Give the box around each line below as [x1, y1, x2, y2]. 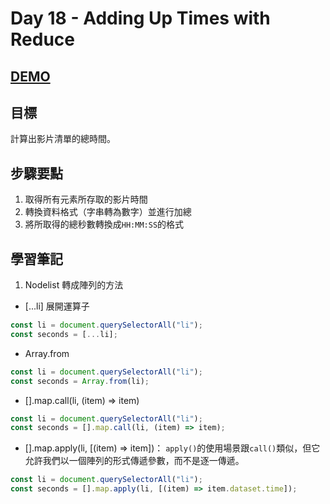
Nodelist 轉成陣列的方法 [24, 279, 124, 291]
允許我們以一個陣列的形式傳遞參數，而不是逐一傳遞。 [24, 455, 245, 467]
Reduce [10, 28, 75, 51]
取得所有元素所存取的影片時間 [24, 193, 148, 206]
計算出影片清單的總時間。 [10, 133, 116, 145]
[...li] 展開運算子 [24, 300, 90, 312]
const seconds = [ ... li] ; [10, 329, 118, 339]
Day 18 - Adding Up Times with [10, 7, 271, 30]
